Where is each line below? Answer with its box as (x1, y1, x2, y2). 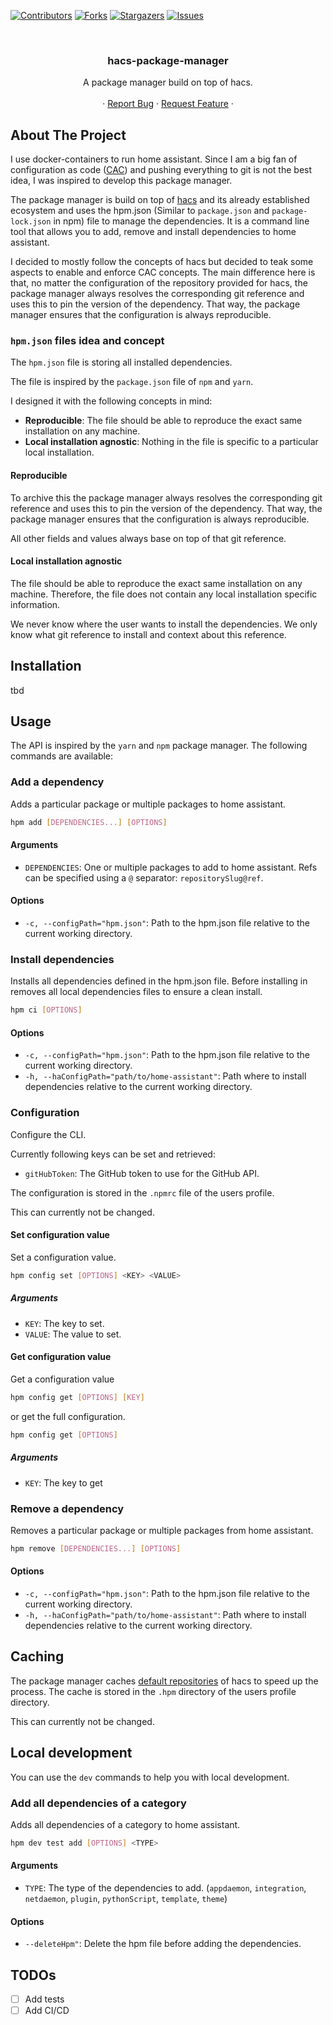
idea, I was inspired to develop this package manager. (10, 175, 233, 187)
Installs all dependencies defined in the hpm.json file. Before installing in (10, 975, 308, 987)
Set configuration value (10, 1229, 110, 1241)
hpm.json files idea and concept (10, 334, 165, 348)
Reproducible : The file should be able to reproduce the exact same (24, 415, 303, 427)
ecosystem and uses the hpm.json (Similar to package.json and (10, 205, 270, 217)
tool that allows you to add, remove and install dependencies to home (10, 226, 297, 238)
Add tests (24, 1993, 65, 2005)
